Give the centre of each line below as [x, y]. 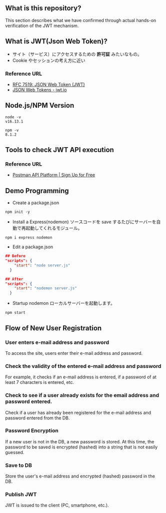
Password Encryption [32, 431]
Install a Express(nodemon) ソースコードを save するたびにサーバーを [84, 222]
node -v [13, 117]
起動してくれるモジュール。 [54, 228]
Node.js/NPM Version [40, 105]
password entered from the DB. [37, 418]
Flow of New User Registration [53, 328]
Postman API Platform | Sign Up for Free [54, 175]
